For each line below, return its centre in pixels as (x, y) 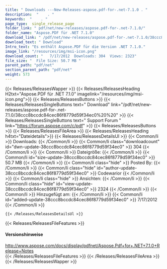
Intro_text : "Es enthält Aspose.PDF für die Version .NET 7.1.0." (75, 47)
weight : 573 (17, 75)
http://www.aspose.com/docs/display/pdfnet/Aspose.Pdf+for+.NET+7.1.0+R (83, 246)
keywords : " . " (27, 19)
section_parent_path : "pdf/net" (39, 70)
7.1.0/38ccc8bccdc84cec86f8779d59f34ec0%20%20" (62, 115)
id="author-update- (117, 168)
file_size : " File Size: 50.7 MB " (43, 61)
